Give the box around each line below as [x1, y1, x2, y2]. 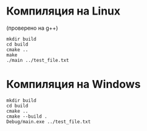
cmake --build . [6, 113, 47, 119]
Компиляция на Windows [6, 78, 141, 92]
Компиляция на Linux [6, 4, 121, 18]
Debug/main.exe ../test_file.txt [6, 118, 91, 125]
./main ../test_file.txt [6, 57, 69, 63]
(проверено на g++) [6, 24, 58, 32]
